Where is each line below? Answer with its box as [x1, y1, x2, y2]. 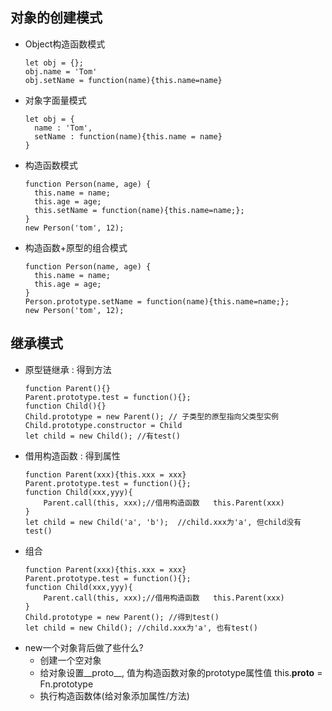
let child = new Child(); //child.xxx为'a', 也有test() [24, 623, 258, 633]
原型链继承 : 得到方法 [24, 363, 112, 375]
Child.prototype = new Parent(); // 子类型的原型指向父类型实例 [24, 411, 279, 422]
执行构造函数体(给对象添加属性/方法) [39, 689, 190, 702]
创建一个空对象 [39, 654, 102, 666]
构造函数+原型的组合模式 [24, 241, 128, 253]
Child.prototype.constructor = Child [24, 420, 183, 430]
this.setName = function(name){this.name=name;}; [34, 205, 245, 215]
